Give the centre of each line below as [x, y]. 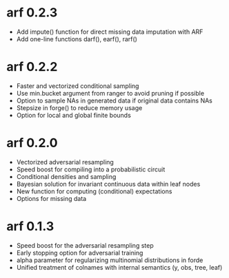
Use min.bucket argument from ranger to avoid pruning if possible [110, 93]
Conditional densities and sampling [66, 176]
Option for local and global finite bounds [74, 115]
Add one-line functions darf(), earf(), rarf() [77, 39]
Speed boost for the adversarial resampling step [85, 245]
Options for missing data [51, 198]
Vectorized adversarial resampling [65, 162]
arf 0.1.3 [30, 226]
